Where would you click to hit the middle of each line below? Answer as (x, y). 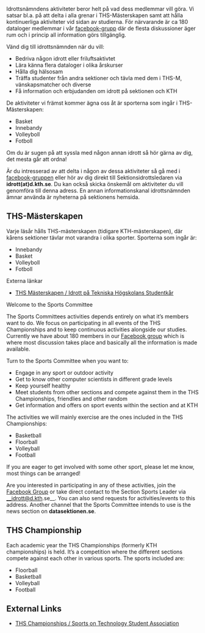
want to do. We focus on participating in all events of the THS (83, 323)
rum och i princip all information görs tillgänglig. (66, 35)
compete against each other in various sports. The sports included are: (95, 558)
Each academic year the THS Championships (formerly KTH (82, 545)
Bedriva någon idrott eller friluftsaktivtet (65, 58)
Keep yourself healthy (43, 386)
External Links (34, 609)
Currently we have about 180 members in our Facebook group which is (95, 335)
